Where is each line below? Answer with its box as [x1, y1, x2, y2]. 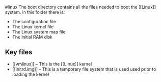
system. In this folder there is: [5, 9, 65, 15]
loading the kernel [12, 71, 49, 77]
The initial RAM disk [12, 34, 53, 40]
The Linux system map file [12, 29, 66, 34]
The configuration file [12, 19, 56, 24]
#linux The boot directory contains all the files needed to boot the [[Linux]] [5, 4, 156, 10]
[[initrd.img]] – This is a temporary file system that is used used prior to [12, 66, 156, 72]
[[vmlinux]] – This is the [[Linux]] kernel [12, 61, 92, 67]
